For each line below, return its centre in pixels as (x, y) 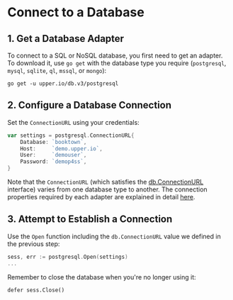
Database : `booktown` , (53, 142)
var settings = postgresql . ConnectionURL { (71, 135)
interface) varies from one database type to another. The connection (107, 189)
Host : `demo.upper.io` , (61, 149)
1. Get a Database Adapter (66, 39)
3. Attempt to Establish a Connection (90, 220)
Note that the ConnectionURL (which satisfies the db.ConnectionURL (106, 182)
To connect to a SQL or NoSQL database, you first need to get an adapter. (115, 55)
